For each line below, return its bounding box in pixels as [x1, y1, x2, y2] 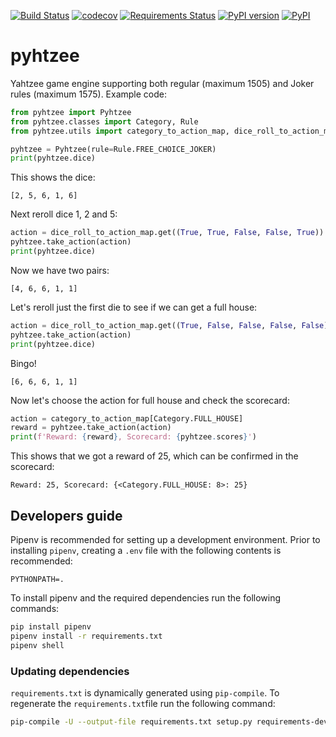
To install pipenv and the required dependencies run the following [10, 592, 282, 604]
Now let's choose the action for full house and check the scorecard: [10, 394, 290, 406]
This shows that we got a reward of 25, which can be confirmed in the [10, 450, 299, 462]
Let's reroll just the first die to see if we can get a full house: [10, 301, 258, 313]
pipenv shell [10, 640, 65, 650]
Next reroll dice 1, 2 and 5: [10, 208, 118, 220]
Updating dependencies [10, 664, 130, 678]
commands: [10, 603, 60, 614]
